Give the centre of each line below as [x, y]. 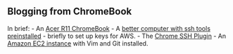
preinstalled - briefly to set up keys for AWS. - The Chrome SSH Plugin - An [117, 36]
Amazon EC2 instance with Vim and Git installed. [78, 43]
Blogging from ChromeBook [70, 12]
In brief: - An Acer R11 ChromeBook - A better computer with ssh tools [109, 28]
